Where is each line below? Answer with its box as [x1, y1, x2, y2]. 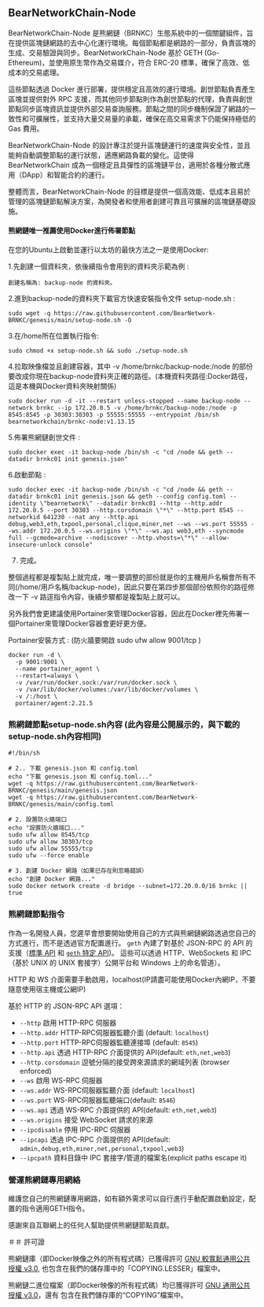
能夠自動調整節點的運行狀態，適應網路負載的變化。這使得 [8, 150, 194, 160]
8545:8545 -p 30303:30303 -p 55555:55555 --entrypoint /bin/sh [8, 411, 220, 419]
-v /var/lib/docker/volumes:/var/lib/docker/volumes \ [15, 685, 199, 694]
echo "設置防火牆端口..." [8, 824, 85, 832]
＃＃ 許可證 [8, 1237, 45, 1246]
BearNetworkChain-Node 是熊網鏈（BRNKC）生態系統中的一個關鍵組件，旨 [8, 28, 254, 38]
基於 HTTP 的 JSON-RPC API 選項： [8, 1001, 125, 1011]
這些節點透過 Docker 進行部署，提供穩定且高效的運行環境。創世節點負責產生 [8, 84, 256, 94]
